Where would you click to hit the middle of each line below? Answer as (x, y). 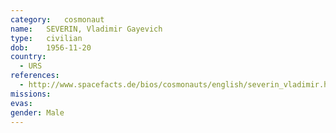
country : (28, 57)
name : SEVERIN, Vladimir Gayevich (86, 29)
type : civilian (46, 38)
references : (35, 76)
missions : (31, 94)
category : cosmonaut (57, 19)
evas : (21, 103)
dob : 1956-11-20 (51, 47)
